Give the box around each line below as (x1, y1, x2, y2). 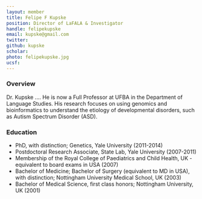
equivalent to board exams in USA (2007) (15, 161, 119, 169)
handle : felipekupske (6, 25, 61, 32)
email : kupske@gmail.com (6, 32, 69, 38)
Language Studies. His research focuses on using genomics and (6, 99, 167, 107)
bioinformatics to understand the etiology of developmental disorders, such (6, 106, 195, 113)
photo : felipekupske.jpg (6, 54, 69, 60)
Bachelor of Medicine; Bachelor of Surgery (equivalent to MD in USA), (15, 167, 190, 175)
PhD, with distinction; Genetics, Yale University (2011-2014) (15, 142, 163, 149)
